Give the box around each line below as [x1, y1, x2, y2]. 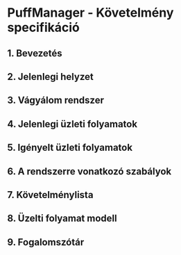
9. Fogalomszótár [7, 236, 85, 248]
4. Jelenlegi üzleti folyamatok [7, 118, 137, 130]
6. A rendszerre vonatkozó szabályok [7, 165, 172, 177]
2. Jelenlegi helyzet [7, 71, 94, 83]
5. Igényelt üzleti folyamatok [7, 142, 133, 154]
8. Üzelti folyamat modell [7, 213, 117, 224]
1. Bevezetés [7, 47, 62, 59]
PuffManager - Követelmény [7, 5, 174, 21]
